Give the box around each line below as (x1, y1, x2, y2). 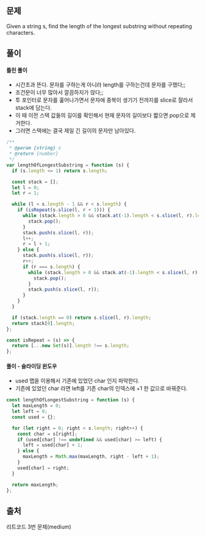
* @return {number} (9, 151, 59, 157)
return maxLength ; (12, 482, 59, 488)
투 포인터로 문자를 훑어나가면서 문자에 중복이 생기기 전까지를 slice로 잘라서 (15, 97, 193, 104)
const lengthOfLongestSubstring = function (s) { (6, 397, 135, 403)
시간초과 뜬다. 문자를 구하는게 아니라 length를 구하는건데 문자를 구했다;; (15, 81, 186, 89)
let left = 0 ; (12, 409, 48, 415)
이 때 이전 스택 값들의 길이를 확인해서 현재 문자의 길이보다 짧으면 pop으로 (15, 112, 190, 119)
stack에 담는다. (15, 104, 52, 111)
